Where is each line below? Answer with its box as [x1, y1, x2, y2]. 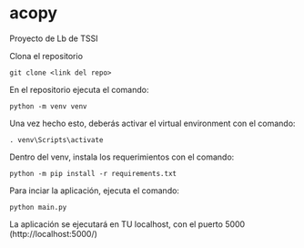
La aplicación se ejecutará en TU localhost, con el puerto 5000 [9, 218, 246, 230]
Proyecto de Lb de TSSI [9, 33, 98, 44]
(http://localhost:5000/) [9, 228, 98, 239]
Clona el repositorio [9, 50, 84, 61]
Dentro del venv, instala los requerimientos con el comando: [9, 151, 235, 162]
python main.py [9, 202, 67, 212]
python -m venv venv [9, 101, 88, 111]
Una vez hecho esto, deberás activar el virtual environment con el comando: [9, 118, 296, 129]
